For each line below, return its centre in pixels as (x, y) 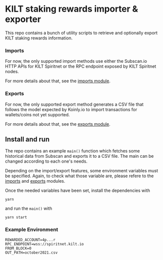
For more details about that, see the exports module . (58, 124)
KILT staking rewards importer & (71, 9)
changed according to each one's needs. (46, 161)
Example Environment (32, 230)
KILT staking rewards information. (39, 38)
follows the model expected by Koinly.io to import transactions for (71, 109)
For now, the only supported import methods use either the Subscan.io (76, 61)
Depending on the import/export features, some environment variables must (81, 171)
